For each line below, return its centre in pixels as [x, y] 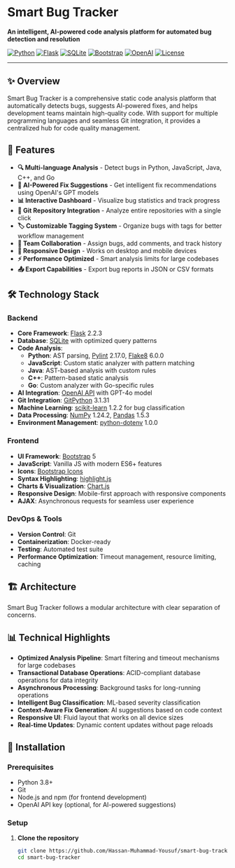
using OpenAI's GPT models [58, 192]
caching [29, 564]
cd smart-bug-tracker [49, 857]
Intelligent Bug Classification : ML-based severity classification [109, 703]
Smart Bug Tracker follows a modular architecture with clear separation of [114, 607]
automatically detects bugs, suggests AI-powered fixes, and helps [102, 105]
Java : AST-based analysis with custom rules [92, 371]
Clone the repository [48, 838]
